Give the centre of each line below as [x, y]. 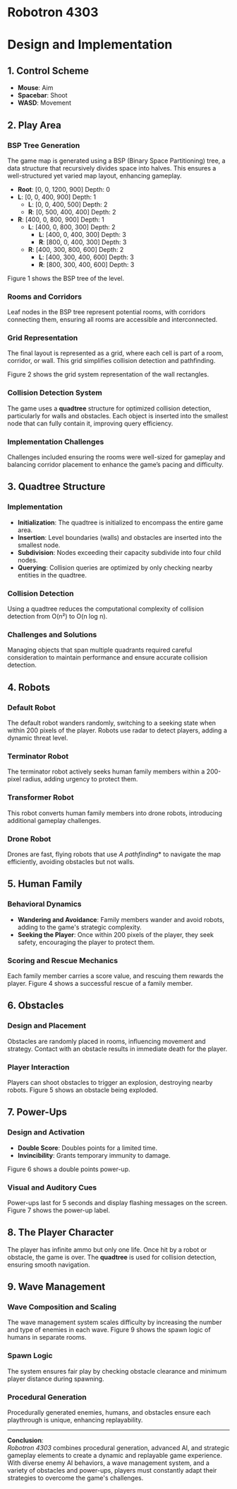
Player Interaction [38, 1067]
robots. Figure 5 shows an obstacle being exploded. [83, 1090]
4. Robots [29, 687]
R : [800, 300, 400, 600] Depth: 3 [86, 264]
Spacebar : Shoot [43, 96]
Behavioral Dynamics [44, 904]
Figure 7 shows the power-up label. [59, 1210]
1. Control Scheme [48, 70]
